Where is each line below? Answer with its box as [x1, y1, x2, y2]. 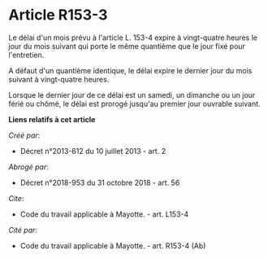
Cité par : [8, 225, 38, 235]
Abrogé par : [8, 161, 49, 172]
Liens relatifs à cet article [8, 114, 96, 124]
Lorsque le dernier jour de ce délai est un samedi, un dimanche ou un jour [8, 90, 256, 99]
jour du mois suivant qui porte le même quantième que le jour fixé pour [8, 41, 246, 50]
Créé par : [8, 130, 41, 140]
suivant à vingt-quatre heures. [8, 74, 110, 84]
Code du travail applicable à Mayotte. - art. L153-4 [19, 209, 189, 219]
